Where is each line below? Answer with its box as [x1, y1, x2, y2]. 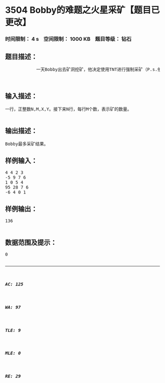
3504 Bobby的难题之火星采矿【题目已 [5, 4, 160, 16]
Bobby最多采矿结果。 [5, 141, 49, 147]
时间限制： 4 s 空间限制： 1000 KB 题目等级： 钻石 [5, 35, 132, 42]
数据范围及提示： [5, 238, 57, 247]
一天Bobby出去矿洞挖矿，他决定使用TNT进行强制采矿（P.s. [36, 66, 158, 72]
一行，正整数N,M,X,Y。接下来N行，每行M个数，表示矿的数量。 [5, 106, 132, 112]
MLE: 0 [5, 351, 21, 356]
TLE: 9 [5, 327, 21, 333]
